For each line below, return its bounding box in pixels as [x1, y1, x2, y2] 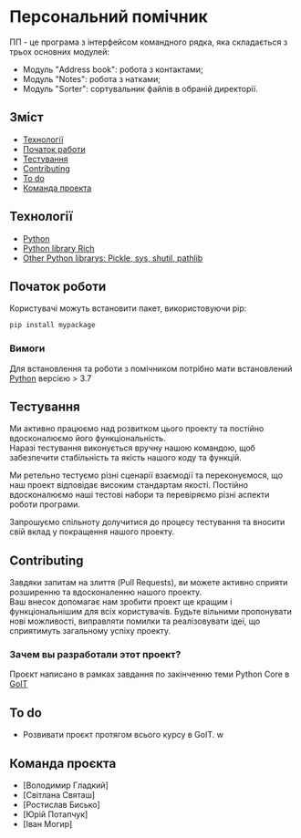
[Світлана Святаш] [22, 790, 96, 801]
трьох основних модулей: [9, 46, 110, 57]
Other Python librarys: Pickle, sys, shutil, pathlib [22, 253, 203, 264]
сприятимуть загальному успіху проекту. [9, 626, 171, 636]
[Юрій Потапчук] [22, 809, 88, 820]
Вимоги [9, 342, 46, 355]
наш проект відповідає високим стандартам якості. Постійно [9, 480, 249, 491]
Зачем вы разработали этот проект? [9, 648, 182, 661]
